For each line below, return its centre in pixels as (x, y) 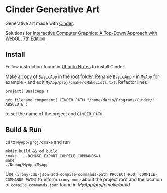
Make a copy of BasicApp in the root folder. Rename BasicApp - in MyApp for (82, 76)
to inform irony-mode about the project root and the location (100, 179)
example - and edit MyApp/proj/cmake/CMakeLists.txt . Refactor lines (76, 82)
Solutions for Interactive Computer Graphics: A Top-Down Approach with (81, 33)
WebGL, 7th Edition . (26, 38)
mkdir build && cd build (31, 151)
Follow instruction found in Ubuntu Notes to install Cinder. (65, 66)
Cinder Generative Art (52, 9)
